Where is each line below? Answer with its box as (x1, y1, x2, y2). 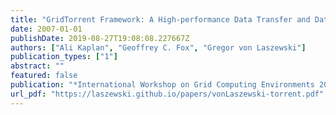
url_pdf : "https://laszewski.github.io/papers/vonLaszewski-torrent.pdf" (10, 89, 325, 99)
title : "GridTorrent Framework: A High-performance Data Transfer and (10, 14, 311, 25)
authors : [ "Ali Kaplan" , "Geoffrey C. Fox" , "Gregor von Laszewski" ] (10, 42, 307, 53)
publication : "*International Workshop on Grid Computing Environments (10, 80, 315, 90)
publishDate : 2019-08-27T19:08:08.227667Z (10, 33, 190, 43)
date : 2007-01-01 (10, 24, 83, 34)
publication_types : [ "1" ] (10, 52, 118, 62)
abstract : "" (10, 61, 65, 71)
